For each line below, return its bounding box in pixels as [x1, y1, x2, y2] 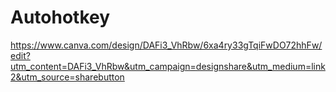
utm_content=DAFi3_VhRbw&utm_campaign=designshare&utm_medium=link [10, 60, 326, 72]
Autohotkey [10, 6, 111, 29]
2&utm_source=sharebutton [10, 71, 125, 83]
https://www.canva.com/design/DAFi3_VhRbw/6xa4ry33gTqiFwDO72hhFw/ [10, 39, 323, 51]
